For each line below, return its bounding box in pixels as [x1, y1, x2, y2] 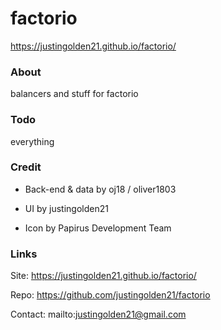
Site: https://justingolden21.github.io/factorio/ [10, 270, 197, 282]
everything [10, 135, 55, 147]
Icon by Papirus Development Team [24, 222, 172, 234]
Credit [10, 160, 42, 174]
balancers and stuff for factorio [10, 88, 139, 100]
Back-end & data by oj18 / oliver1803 [24, 183, 177, 195]
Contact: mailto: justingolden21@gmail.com [10, 308, 187, 321]
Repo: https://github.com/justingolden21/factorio [10, 289, 211, 301]
